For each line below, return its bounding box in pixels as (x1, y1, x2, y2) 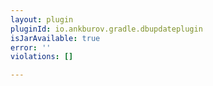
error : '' (10, 42, 52, 53)
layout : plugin (10, 14, 74, 25)
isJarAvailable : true (10, 33, 101, 43)
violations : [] (10, 52, 74, 62)
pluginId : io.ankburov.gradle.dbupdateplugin (10, 24, 203, 34)
